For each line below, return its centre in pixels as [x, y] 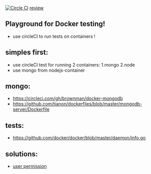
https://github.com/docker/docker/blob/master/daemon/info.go [79, 138]
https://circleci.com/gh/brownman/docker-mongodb [68, 99]
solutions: [22, 154]
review [37, 8]
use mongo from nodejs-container [49, 70]
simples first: [27, 52]
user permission [30, 166]
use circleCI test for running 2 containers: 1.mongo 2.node [74, 64]
